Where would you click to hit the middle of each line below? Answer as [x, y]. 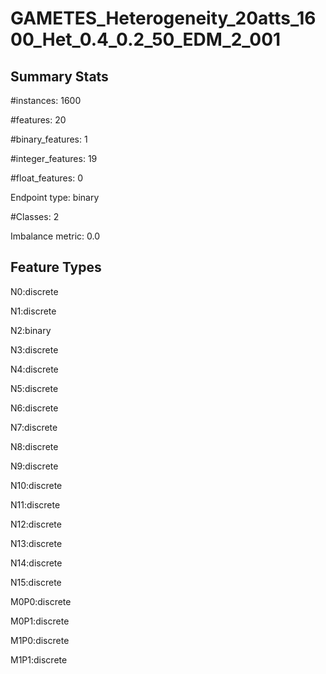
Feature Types [56, 267]
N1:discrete [33, 311]
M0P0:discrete [41, 601]
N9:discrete [34, 466]
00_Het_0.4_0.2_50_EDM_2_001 [146, 39]
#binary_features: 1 [49, 139]
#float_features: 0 [46, 178]
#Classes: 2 [35, 216]
